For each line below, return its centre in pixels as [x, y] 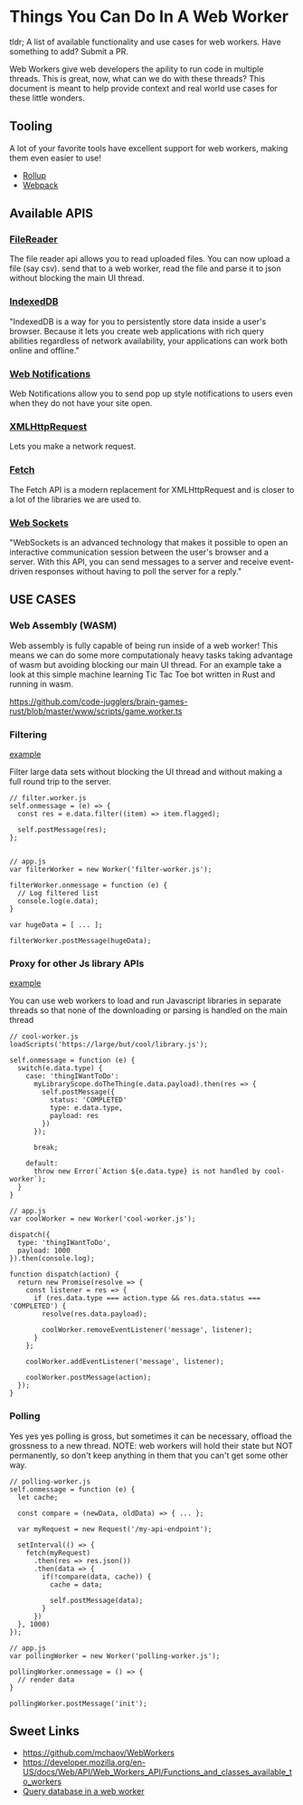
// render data [46, 1680]
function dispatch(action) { [64, 1275]
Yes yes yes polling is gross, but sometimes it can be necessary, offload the [151, 1436]
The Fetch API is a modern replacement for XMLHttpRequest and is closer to [152, 489]
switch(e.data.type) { [60, 1068]
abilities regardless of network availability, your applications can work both [148, 341]
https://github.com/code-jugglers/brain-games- [99, 701]
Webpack [40, 185]
